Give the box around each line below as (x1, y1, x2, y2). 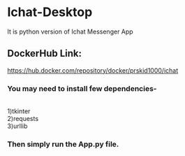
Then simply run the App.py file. (7, 139, 119, 149)
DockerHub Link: (7, 48, 82, 59)
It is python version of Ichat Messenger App (7, 27, 134, 36)
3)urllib (7, 122, 28, 130)
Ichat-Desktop (7, 4, 93, 20)
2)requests (7, 115, 39, 123)
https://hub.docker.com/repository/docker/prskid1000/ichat (7, 66, 179, 74)
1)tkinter (7, 107, 31, 115)
